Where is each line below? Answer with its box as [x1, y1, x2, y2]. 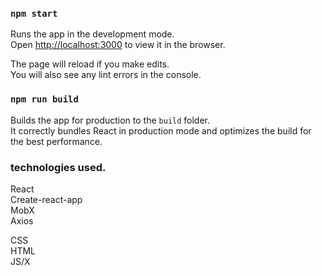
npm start [10, 8, 58, 19]
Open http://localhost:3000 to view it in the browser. [10, 39, 226, 51]
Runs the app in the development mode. [10, 28, 175, 40]
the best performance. [10, 135, 103, 147]
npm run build [10, 94, 79, 105]
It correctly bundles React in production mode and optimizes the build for [10, 124, 312, 137]
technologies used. [10, 160, 107, 174]
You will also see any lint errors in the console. [10, 69, 202, 81]
